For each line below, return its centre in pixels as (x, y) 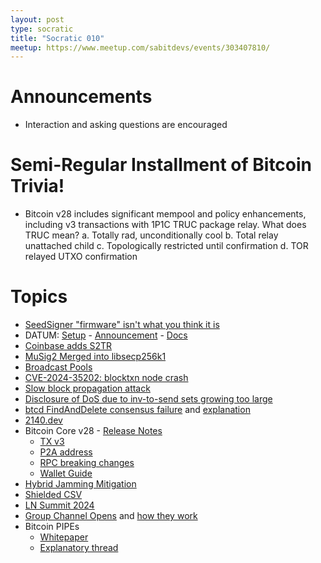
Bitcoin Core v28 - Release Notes (93, 431)
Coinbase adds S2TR (68, 346)
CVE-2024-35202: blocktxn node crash (106, 378)
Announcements (81, 97)
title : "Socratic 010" (57, 38)
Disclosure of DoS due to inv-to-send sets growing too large (148, 399)
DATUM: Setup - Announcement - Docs (106, 335)
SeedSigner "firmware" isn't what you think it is (122, 325)
